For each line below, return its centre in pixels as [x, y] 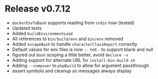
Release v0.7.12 [38, 9]
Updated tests [27, 28]
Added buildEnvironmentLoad [42, 33]
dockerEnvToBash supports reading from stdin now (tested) [73, 23]
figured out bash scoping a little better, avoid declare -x [70, 55]
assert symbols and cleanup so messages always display [72, 70]
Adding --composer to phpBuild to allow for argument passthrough [81, 65]
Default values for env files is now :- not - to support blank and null [83, 49]
